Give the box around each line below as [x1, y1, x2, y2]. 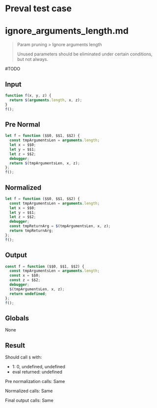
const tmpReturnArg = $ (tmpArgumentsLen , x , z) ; [9, 224, 111, 229]
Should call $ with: [5, 354, 42, 360]
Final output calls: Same [5, 398, 54, 403]
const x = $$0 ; [9, 273, 41, 278]
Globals [5, 314, 29, 322]
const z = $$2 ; [9, 278, 41, 282]
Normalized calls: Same [5, 388, 53, 394]
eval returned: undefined [12, 369, 63, 375]
